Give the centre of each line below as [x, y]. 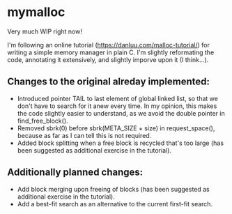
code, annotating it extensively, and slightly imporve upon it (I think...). [108, 59]
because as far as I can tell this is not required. [84, 135]
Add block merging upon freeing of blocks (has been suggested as [114, 189]
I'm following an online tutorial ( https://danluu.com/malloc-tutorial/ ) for [109, 45]
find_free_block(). [42, 121]
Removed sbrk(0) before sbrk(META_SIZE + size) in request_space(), [116, 128]
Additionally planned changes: [75, 173]
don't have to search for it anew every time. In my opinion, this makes [117, 106]
